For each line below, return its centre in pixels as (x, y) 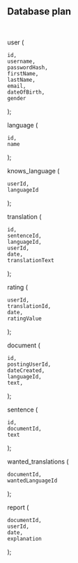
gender (17, 98)
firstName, (23, 73)
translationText (31, 260)
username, (22, 61)
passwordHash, (28, 67)
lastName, (22, 80)
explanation (24, 538)
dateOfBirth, (26, 92)
